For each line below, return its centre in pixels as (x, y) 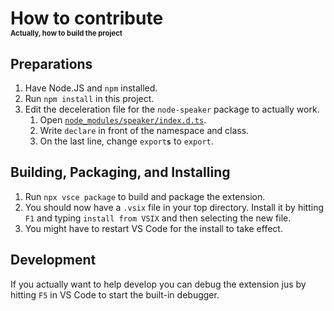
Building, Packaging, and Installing (120, 172)
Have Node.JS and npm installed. (91, 88)
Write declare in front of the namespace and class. (144, 130)
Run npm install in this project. (89, 98)
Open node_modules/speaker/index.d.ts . (123, 120)
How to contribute (87, 18)
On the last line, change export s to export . (126, 141)
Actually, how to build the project (66, 33)
